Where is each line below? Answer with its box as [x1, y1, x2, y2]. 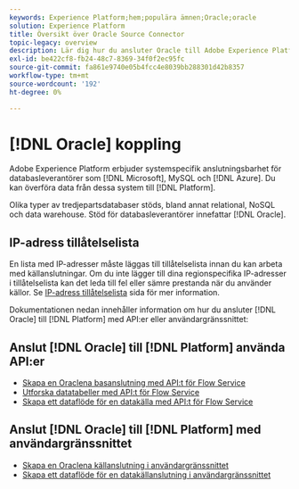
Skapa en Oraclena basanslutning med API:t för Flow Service [21, 377, 246, 388]
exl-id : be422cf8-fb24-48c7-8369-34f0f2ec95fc [9, 54, 185, 63]
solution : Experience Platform [9, 21, 125, 30]
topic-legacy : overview [9, 37, 98, 47]
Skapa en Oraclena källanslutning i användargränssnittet [21, 460, 230, 470]
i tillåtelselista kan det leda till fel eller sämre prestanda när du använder [9, 278, 272, 288]
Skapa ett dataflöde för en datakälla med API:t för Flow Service [21, 396, 254, 407]
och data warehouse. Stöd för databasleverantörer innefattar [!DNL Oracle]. [9, 209, 287, 220]
